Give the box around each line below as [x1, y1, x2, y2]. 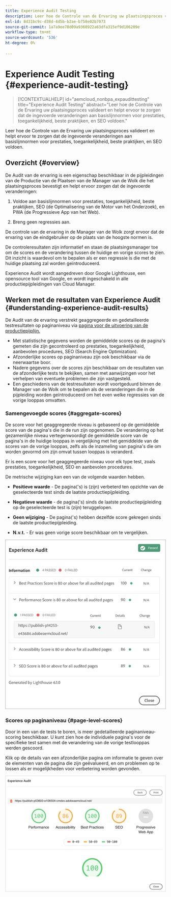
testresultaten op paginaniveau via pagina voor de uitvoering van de [5, 322, 149, 328]
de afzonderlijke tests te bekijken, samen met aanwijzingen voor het [12, 370, 155, 376]
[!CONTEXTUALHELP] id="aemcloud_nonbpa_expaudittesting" [17, 96, 150, 102]
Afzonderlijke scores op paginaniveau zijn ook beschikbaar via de [12, 354, 151, 360]
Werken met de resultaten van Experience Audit [5, 295, 161, 304]
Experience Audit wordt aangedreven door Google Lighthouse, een [5, 270, 146, 276]
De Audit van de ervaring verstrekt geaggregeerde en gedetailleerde [5, 317, 149, 323]
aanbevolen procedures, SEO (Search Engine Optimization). [12, 349, 138, 355]
